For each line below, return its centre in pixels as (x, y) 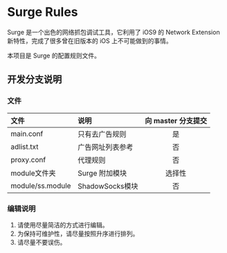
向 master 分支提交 (176, 121)
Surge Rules (43, 12)
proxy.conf (28, 159)
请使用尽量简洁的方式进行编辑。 (63, 225)
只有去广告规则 (102, 134)
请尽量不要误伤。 (42, 242)
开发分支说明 (35, 79)
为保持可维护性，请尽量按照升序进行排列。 (78, 234)
